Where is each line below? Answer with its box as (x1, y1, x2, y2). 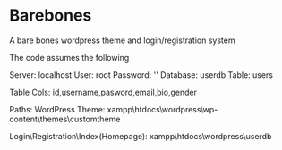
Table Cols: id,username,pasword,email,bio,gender (9, 87, 197, 97)
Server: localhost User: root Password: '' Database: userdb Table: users (9, 69, 274, 80)
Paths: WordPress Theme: (9, 104, 106, 114)
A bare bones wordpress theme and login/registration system (9, 35, 235, 46)
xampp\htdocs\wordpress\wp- (107, 104, 218, 114)
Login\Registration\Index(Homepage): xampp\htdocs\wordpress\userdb (9, 130, 272, 141)
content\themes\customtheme (9, 113, 121, 124)
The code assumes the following (9, 52, 130, 62)
